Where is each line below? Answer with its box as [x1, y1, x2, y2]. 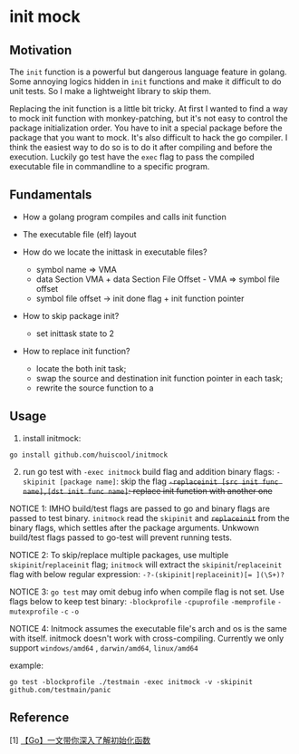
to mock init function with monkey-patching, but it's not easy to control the [9, 113, 288, 123]
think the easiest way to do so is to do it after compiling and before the [9, 142, 274, 152]
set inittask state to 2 [35, 328, 115, 339]
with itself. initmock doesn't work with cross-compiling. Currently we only [9, 633, 285, 643]
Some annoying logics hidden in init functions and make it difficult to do [9, 76, 282, 87]
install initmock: [22, 432, 82, 443]
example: [9, 660, 43, 671]
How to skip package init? [22, 310, 120, 321]
